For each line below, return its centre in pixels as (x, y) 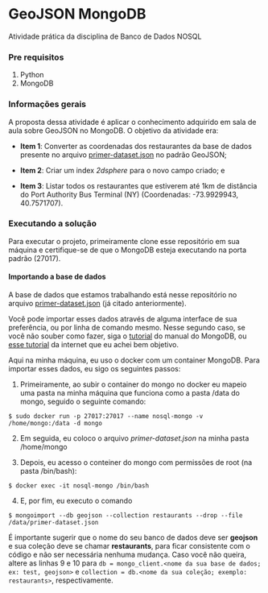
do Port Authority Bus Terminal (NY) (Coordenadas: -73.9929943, (129, 194)
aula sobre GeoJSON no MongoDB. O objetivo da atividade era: (113, 131)
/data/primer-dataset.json (54, 523)
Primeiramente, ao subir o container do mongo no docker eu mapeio (133, 384)
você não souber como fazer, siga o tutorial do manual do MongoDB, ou (128, 336)
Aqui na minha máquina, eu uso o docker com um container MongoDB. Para (134, 360)
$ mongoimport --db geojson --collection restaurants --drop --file (126, 516)
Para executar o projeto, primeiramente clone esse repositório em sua (124, 241)
